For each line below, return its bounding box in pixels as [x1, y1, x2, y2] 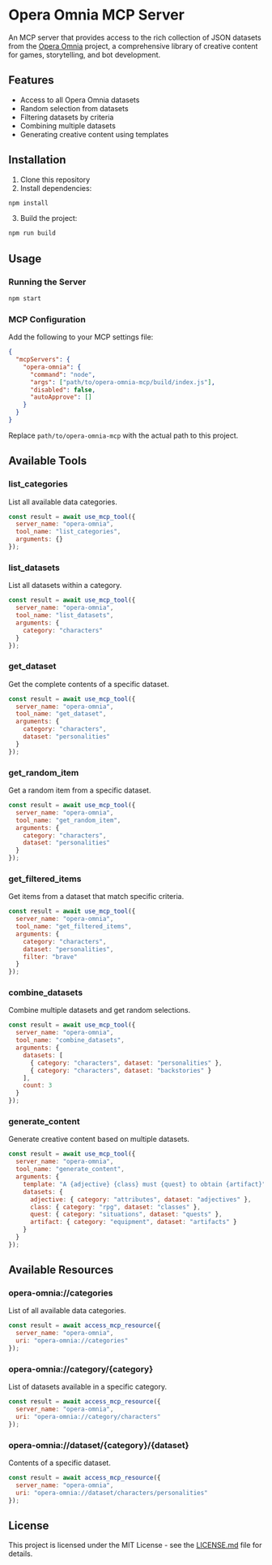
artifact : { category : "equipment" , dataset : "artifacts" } [29, 1218, 237, 1226]
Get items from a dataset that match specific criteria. [8, 892, 185, 901]
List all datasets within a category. [8, 581, 122, 590]
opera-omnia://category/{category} [8, 1363, 154, 1374]
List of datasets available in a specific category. [8, 1382, 168, 1392]
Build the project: [19, 214, 78, 223]
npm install [8, 199, 49, 207]
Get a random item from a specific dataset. [8, 785, 151, 795]
